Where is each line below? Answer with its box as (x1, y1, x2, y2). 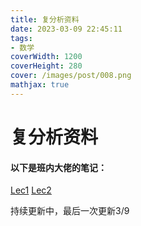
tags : (10, 33, 33, 43)
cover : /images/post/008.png (10, 71, 132, 81)
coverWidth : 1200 (10, 52, 83, 62)
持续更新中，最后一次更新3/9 (10, 205, 130, 217)
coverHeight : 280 (10, 61, 83, 71)
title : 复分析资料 (10, 14, 80, 25)
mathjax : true (10, 80, 70, 90)
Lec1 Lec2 (10, 184, 52, 196)
